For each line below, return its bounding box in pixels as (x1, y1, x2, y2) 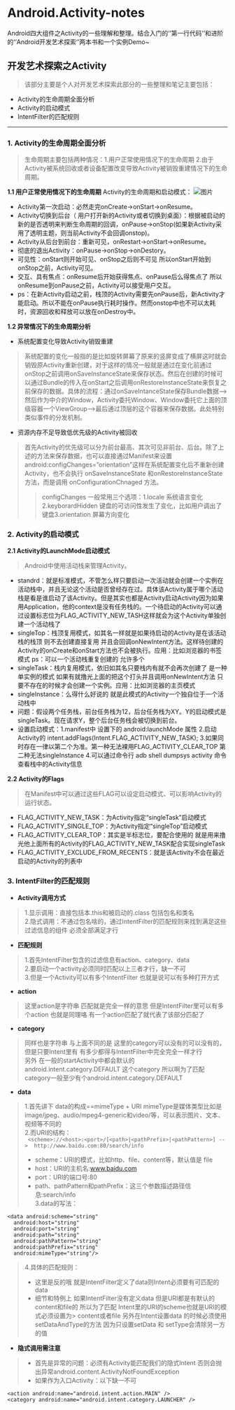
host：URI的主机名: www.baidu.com (34, 1164, 138, 1172)
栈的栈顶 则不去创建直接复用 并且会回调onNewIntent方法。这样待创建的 (17, 638, 224, 646)
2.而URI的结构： (24, 1128, 71, 1137)
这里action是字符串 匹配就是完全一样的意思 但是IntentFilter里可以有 (24, 1002, 218, 1010)
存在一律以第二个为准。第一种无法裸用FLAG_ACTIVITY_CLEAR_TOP (23, 743, 218, 751)
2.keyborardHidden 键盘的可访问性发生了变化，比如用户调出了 (41, 501, 222, 510)
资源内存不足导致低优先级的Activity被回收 (17, 428, 138, 436)
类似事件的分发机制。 (24, 413, 86, 422)
